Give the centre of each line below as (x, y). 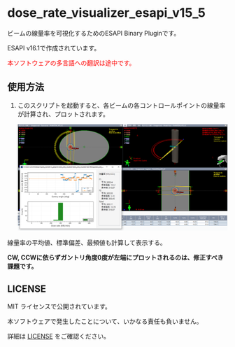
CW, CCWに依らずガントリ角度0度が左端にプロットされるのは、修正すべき (115, 257)
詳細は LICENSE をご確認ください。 (59, 336)
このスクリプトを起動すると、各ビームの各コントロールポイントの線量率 (121, 105)
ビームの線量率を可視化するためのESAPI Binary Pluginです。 (94, 33)
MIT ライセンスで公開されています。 (59, 306)
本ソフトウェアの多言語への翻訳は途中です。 (71, 63)
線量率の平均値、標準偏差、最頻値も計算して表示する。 (87, 243)
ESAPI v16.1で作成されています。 (54, 48)
